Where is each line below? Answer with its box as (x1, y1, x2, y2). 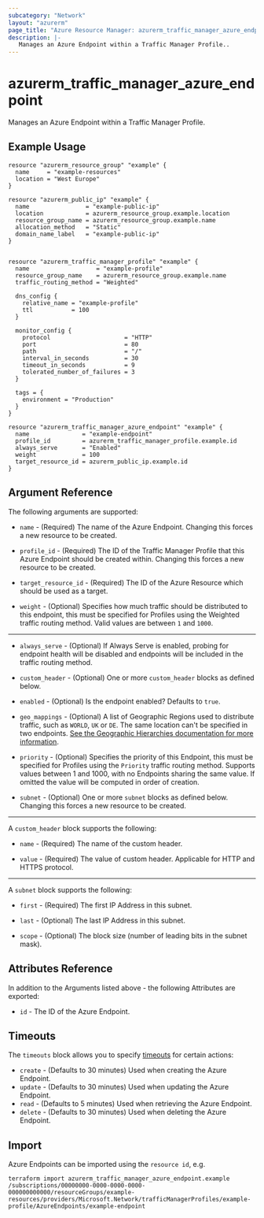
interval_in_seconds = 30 (22, 354, 139, 362)
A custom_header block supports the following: (8, 823, 157, 833)
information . (19, 737, 59, 746)
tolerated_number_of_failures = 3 (22, 368, 135, 376)
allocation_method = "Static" (15, 223, 122, 231)
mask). (19, 939, 42, 949)
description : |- (8, 33, 61, 42)
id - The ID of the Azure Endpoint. (19, 1006, 130, 1016)
